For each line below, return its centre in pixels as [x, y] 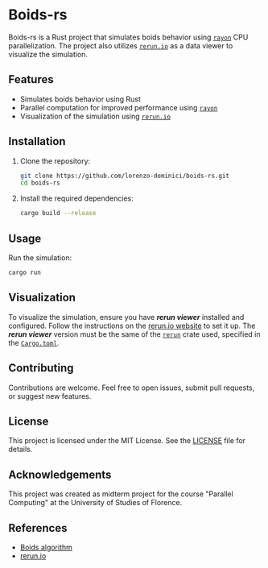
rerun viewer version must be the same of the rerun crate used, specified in [134, 334]
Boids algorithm [46, 547]
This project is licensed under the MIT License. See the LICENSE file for [127, 441]
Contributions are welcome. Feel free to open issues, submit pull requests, [132, 388]
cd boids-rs [40, 183]
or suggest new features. [50, 396]
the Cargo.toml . [34, 342]
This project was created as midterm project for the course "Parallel [121, 494]
